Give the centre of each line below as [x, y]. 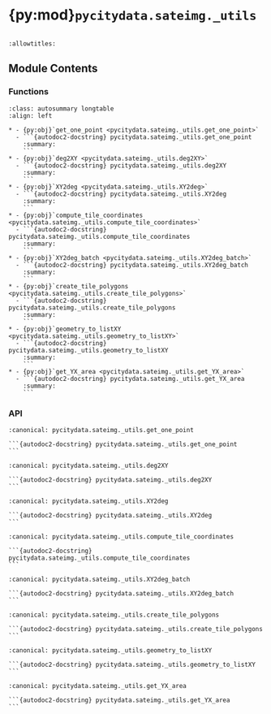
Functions [28, 92]
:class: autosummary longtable [61, 108]
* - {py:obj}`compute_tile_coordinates [76, 215]
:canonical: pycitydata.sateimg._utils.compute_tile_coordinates [121, 537]
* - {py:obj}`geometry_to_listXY [65, 329]
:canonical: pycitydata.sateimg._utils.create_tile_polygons [114, 615]
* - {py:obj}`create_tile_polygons [69, 286]
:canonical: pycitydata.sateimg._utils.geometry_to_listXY [110, 650]
